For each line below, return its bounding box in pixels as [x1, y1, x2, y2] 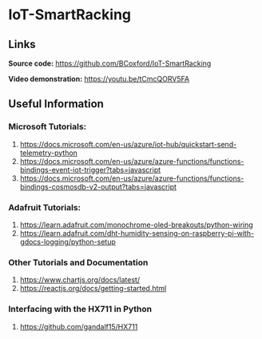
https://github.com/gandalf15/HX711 [19, 321, 138, 331]
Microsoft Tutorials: [8, 122, 87, 133]
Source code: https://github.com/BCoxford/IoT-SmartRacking [8, 58, 212, 68]
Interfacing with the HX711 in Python [8, 304, 153, 315]
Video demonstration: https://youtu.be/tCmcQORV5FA [8, 74, 190, 83]
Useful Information [8, 98, 104, 111]
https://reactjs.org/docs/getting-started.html [19, 284, 167, 293]
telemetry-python [19, 148, 78, 158]
